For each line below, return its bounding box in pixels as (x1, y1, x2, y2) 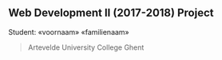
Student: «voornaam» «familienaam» (8, 27, 129, 36)
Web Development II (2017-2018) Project (8, 6, 214, 20)
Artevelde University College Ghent (27, 43, 145, 52)
